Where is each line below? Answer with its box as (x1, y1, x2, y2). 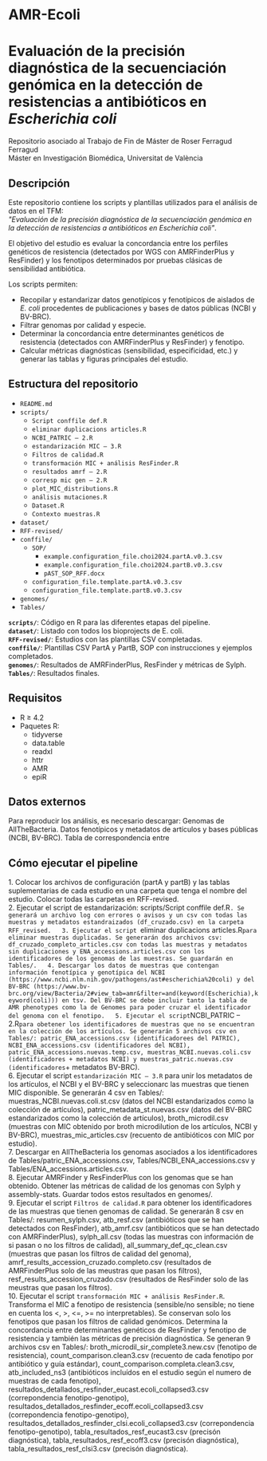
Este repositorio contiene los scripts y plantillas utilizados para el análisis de (8, 197, 257, 207)
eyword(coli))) (8, 997, 59, 1005)
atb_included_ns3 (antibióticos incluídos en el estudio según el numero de (8, 1368, 252, 1377)
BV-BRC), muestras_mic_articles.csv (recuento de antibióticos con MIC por (8, 1131, 255, 1140)
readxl (31, 746, 53, 756)
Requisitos (8, 692, 62, 705)
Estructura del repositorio (8, 377, 139, 391)
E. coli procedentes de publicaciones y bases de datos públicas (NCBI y (19, 303, 257, 313)
